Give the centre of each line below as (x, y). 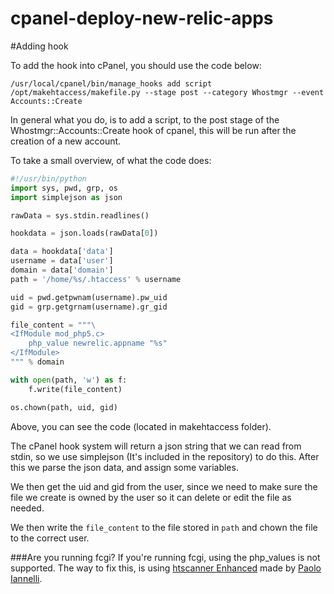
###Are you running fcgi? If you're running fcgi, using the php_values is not (165, 557)
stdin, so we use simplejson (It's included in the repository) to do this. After (165, 456)
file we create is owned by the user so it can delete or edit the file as (151, 497)
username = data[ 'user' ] (62, 261)
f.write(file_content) (75, 389)
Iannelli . (26, 578)
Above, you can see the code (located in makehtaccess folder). (141, 426)
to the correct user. (50, 538)
